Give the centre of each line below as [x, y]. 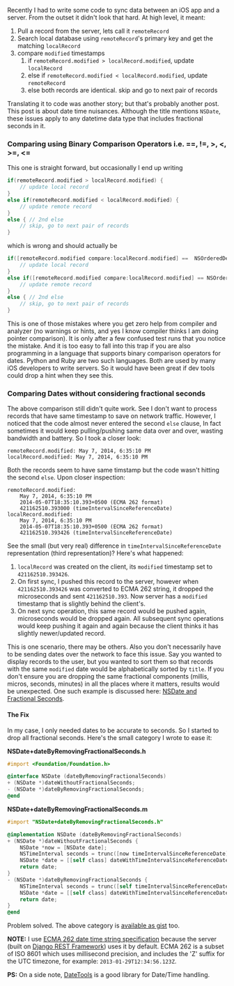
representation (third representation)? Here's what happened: [95, 553]
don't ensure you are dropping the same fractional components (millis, [108, 677]
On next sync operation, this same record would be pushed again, [112, 611]
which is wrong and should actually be [62, 246]
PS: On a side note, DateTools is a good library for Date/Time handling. [109, 975]
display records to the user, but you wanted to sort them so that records [110, 662]
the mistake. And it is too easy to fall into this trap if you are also [99, 346]
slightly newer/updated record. [61, 633]
